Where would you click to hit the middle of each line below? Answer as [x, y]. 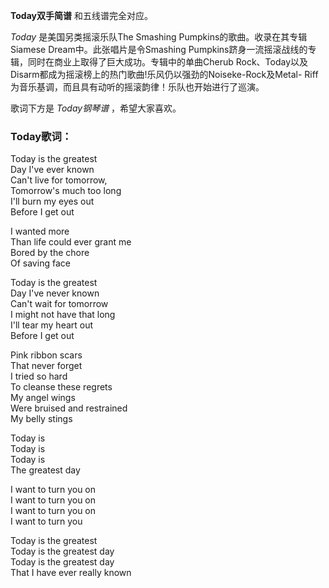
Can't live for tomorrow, [59, 180]
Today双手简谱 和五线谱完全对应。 [81, 15]
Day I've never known [55, 293]
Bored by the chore [50, 253]
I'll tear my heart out [52, 325]
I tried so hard [39, 376]
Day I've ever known [52, 170]
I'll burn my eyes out [52, 201]
